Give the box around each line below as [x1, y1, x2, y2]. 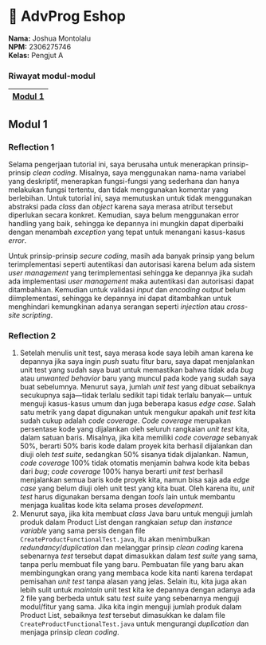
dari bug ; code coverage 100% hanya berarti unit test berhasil [19, 467, 224, 476]
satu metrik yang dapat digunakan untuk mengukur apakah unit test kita [19, 408, 256, 417]
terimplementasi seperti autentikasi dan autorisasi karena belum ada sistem [8, 259, 256, 269]
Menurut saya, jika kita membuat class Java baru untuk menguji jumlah [19, 509, 253, 518]
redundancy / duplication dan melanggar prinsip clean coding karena [19, 543, 244, 553]
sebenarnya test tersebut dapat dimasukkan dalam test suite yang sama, [19, 551, 259, 561]
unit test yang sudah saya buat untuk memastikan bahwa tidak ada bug [19, 365, 253, 375]
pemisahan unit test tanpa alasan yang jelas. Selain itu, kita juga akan [19, 577, 247, 586]
